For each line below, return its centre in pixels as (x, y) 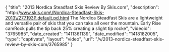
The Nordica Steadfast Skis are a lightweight (116, 18)
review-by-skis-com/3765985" (37, 44)
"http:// (13, 12)
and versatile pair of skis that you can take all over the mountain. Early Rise (83, 23)
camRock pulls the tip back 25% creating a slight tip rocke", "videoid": (78, 28)
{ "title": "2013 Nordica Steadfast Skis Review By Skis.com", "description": (82, 7)
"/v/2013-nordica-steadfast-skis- (130, 39)
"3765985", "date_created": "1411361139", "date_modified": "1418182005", (82, 34)
